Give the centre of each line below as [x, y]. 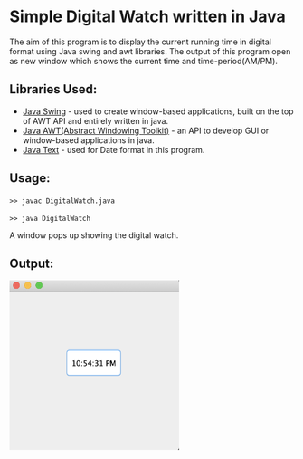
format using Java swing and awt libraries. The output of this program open [150, 51]
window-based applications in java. [89, 140]
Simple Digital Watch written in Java [148, 17]
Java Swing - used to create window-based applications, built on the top [158, 111]
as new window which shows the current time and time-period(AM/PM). [144, 61]
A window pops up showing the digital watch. [94, 235]
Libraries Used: [53, 89]
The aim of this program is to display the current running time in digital [140, 42]
